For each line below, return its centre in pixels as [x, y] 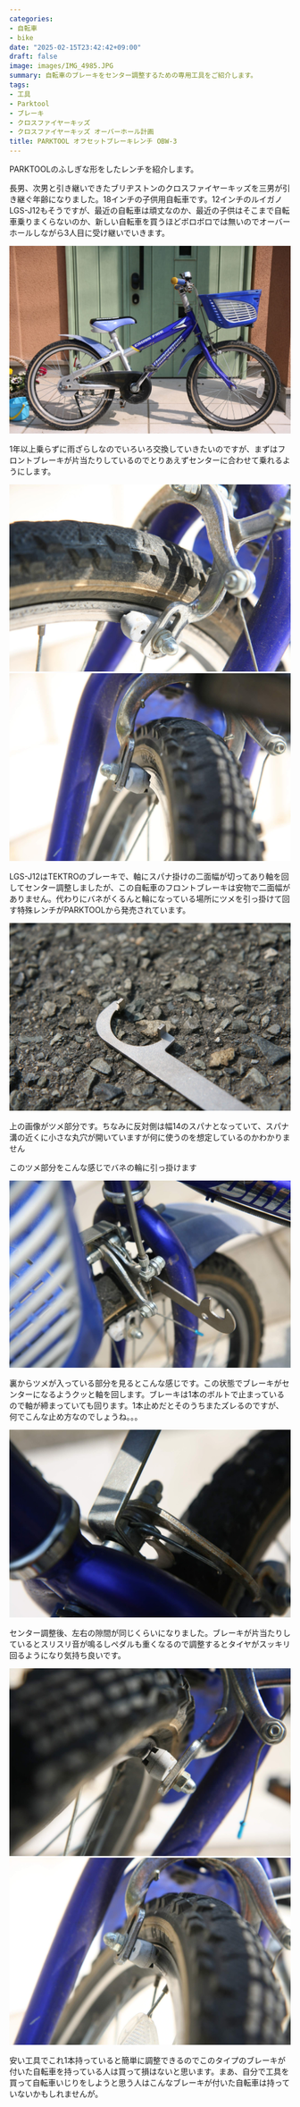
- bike [21, 38]
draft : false [33, 57]
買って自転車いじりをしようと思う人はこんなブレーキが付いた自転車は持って [150, 2083]
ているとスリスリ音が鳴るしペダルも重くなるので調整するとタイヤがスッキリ [150, 1644]
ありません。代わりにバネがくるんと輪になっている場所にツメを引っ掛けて [146, 899]
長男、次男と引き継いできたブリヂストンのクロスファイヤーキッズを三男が [146, 188]
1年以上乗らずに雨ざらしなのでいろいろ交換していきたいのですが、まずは [144, 449]
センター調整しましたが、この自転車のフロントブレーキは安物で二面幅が [158, 888]
